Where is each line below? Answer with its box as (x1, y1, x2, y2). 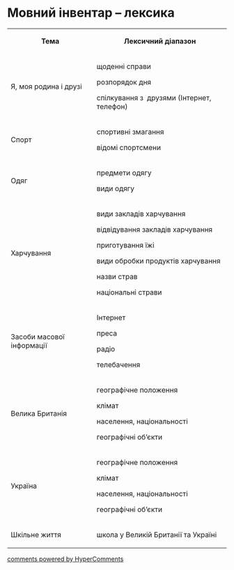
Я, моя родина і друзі (10, 82, 82, 91)
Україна (10, 481, 37, 490)
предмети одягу (96, 167, 152, 177)
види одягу (96, 183, 134, 193)
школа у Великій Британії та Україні (96, 530, 217, 539)
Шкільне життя (10, 530, 61, 539)
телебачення (96, 359, 141, 369)
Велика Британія (10, 408, 68, 418)
